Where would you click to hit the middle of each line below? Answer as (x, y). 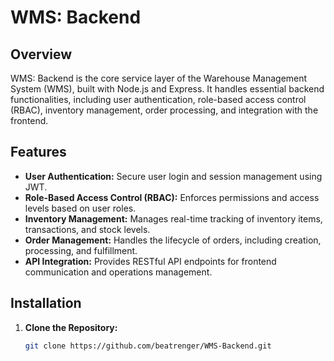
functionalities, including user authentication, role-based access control (158, 99)
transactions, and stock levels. (87, 229)
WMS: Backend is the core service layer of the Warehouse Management (159, 78)
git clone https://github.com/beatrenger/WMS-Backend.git (148, 346)
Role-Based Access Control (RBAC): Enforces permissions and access (172, 197)
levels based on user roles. (80, 208)
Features (38, 152)
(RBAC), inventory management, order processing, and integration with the (164, 110)
